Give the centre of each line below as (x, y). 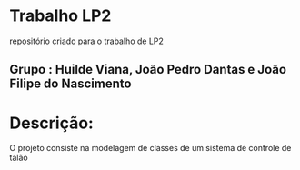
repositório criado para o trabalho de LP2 (86, 41)
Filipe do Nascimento (70, 84)
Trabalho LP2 (60, 16)
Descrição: (51, 123)
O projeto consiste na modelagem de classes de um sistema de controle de (150, 148)
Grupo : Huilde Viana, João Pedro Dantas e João (148, 70)
